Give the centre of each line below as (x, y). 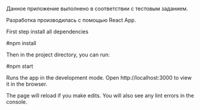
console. (17, 102)
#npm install (21, 43)
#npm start (20, 66)
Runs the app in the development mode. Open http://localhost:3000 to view (99, 78)
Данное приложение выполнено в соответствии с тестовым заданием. (97, 9)
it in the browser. (27, 84)
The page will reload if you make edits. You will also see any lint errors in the (100, 95)
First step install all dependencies (47, 32)
